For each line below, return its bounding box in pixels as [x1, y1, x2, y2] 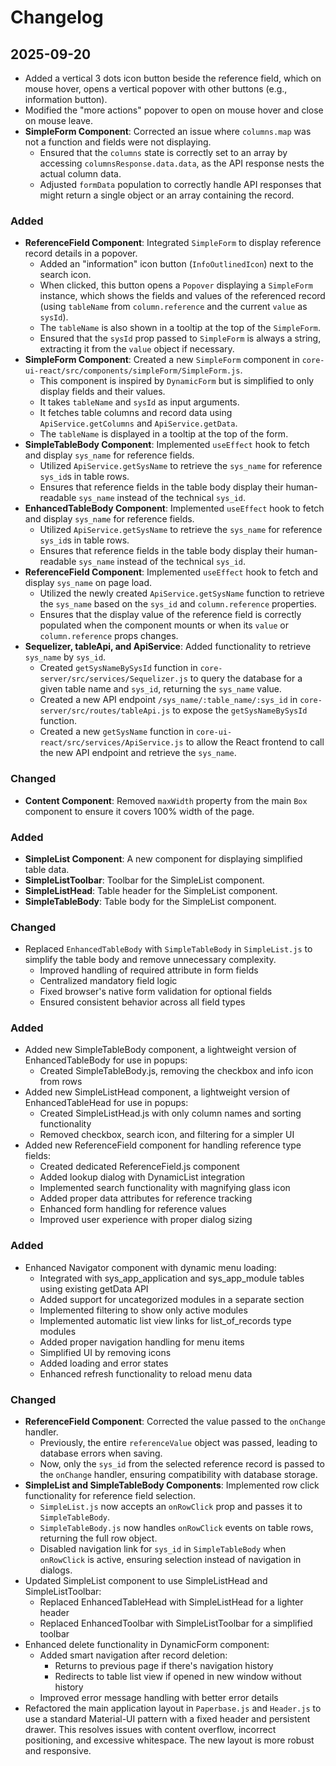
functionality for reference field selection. [24, 1490, 196, 1502]
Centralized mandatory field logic [39, 975, 178, 987]
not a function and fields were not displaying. [24, 136, 212, 148]
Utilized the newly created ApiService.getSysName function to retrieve [39, 587, 325, 600]
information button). [24, 94, 108, 105]
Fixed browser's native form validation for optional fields [39, 986, 273, 998]
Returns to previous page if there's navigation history [54, 1660, 274, 1672]
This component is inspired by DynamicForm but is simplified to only [39, 375, 315, 387]
